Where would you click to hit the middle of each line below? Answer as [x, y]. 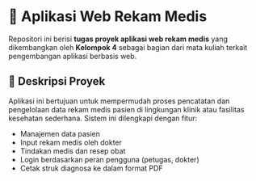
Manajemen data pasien [60, 133]
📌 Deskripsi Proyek [57, 81]
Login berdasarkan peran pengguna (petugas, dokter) [109, 159]
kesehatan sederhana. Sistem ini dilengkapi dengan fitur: [103, 118]
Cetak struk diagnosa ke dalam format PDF [91, 168]
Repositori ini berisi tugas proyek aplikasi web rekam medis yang [118, 39]
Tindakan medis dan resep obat [73, 151]
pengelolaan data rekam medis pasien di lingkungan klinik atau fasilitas [126, 109]
